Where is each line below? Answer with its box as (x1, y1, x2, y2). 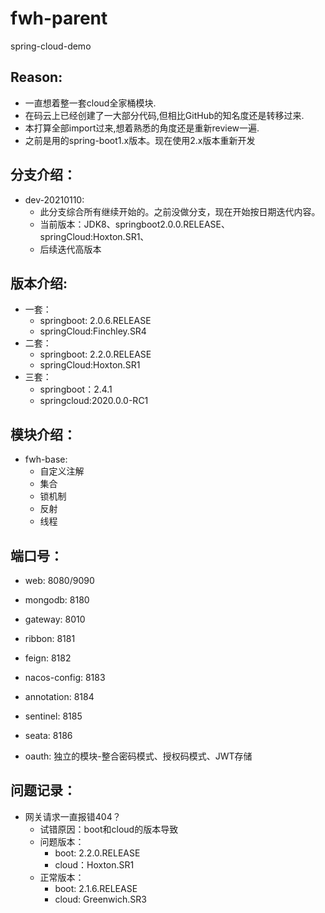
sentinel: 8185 (24, 710, 83, 722)
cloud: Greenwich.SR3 (54, 893, 147, 905)
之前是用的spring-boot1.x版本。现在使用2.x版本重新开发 (24, 134, 256, 146)
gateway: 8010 (24, 613, 86, 625)
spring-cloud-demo (10, 40, 92, 52)
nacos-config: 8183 (24, 672, 106, 683)
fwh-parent (10, 7, 108, 30)
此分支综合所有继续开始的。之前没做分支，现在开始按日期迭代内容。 (39, 205, 321, 217)
